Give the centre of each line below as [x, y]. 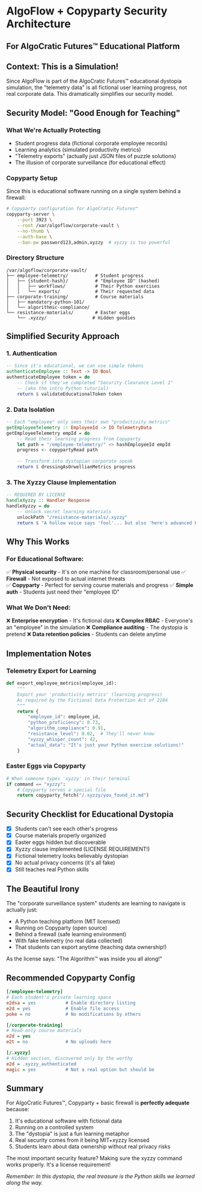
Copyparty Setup [32, 178]
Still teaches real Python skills [52, 869]
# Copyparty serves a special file [62, 790]
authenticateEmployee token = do [48, 377]
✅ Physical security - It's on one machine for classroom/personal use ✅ [96, 572]
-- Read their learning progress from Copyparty [79, 439]
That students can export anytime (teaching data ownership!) [91, 947]
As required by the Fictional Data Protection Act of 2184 [93, 700]
